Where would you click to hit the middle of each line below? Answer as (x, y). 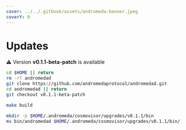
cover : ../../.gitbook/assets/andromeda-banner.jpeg (72, 11)
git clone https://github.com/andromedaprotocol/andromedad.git (87, 84)
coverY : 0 (18, 17)
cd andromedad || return (36, 89)
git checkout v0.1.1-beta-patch (46, 94)
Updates (27, 46)
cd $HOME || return (30, 73)
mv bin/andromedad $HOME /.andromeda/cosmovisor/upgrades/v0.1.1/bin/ (93, 121)
